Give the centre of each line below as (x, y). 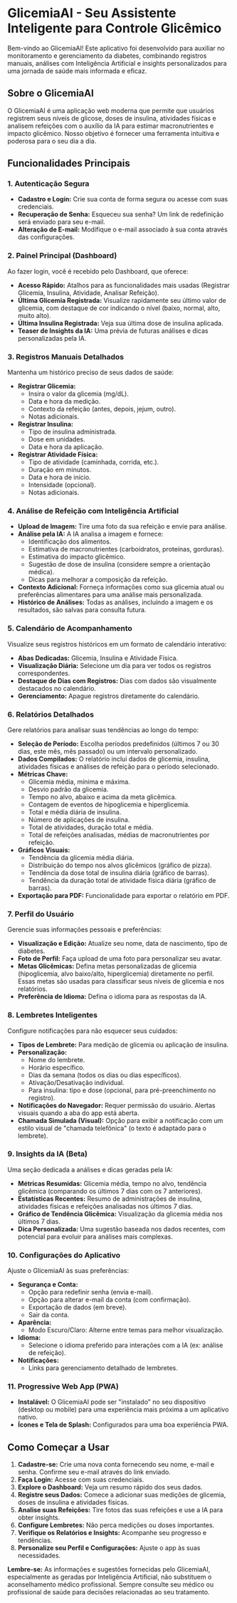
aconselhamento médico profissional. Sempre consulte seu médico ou (111, 1584)
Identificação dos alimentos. (70, 541)
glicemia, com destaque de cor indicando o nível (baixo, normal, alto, (119, 308)
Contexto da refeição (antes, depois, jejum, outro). (102, 409)
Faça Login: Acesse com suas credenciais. (81, 1479)
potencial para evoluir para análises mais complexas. (95, 1237)
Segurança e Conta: (48, 1284)
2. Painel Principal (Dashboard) (62, 256)
